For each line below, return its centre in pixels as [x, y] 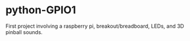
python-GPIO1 [41, 10]
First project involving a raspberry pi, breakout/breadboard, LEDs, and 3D [95, 26]
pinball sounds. [24, 32]
